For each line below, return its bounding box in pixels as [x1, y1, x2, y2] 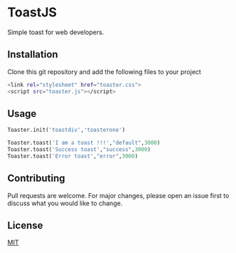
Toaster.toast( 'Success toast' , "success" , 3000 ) [7, 146, 151, 153]
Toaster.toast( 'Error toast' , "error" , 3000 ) [7, 153, 139, 160]
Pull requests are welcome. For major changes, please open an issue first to [7, 191, 230, 200]
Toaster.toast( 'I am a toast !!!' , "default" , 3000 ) [7, 140, 161, 147]
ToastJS [7, 4, 57, 21]
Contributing [7, 172, 65, 185]
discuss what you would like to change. [7, 199, 123, 207]
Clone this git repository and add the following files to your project [7, 67, 201, 76]
